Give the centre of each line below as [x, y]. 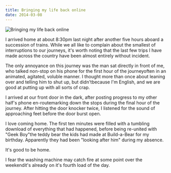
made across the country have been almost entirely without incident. [78, 56]
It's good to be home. [28, 149]
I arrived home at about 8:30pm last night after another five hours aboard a [84, 39]
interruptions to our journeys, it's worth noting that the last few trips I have [84, 50]
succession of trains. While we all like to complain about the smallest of [81, 45]
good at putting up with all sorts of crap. [48, 87]
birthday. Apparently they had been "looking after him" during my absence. [84, 140]
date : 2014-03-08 [24, 15]
